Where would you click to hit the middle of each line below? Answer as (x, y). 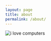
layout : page (19, 10)
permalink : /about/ (26, 19)
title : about (19, 14)
